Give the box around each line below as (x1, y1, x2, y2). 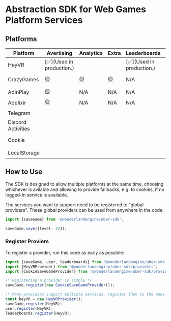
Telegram (8, 109, 31, 116)
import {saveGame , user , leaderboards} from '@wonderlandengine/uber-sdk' (5, 259, 167, 265)
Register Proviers (5, 238, 49, 245)
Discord (8, 119, 27, 125)
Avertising (46, 50, 73, 56)
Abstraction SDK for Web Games (5, 4, 147, 15)
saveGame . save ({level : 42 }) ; (5, 226, 67, 231)
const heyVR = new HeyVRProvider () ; (5, 297, 83, 302)
